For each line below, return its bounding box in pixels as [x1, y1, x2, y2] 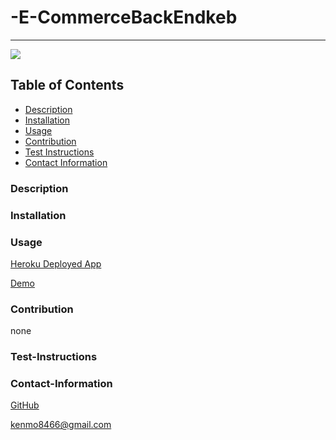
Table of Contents [10, 77, 125, 94]
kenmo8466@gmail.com [10, 419, 112, 431]
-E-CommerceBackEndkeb [10, 6, 238, 29]
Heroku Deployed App [10, 257, 102, 270]
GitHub [10, 399, 40, 411]
